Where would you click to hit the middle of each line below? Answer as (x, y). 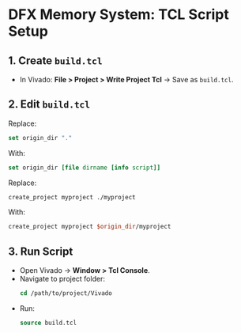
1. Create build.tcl (55, 61)
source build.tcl (48, 323)
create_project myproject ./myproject (72, 197)
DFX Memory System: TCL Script (119, 15)
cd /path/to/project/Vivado (66, 293)
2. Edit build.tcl (49, 104)
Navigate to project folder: (62, 279)
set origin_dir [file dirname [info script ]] (84, 168)
